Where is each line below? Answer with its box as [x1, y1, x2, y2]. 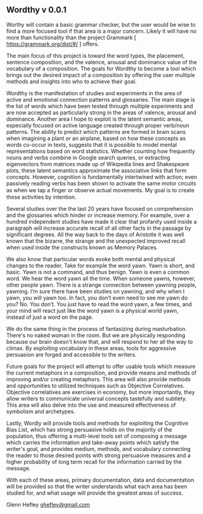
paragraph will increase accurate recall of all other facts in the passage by [6, 224, 191, 232]
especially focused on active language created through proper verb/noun [6, 121, 190, 129]
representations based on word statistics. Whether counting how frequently [6, 147, 195, 155]
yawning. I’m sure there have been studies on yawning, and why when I [6, 287, 185, 295]
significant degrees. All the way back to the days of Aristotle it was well [6, 230, 184, 238]
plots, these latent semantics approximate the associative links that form [6, 167, 187, 174]
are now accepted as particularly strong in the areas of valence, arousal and [6, 108, 197, 116]
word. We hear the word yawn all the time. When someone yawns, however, [6, 275, 196, 282]
